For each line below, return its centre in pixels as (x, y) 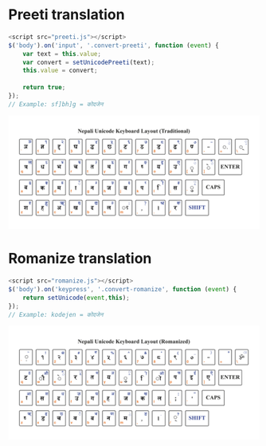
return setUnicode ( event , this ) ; (76, 298)
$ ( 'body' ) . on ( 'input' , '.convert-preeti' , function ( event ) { (113, 45)
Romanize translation (80, 259)
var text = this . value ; (62, 53)
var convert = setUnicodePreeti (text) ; (89, 62)
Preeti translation (66, 15)
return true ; (44, 88)
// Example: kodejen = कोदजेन (56, 314)
